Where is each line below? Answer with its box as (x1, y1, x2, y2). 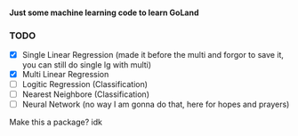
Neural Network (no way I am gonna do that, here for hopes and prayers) (21, 99, 290, 110)
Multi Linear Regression (21, 68, 109, 79)
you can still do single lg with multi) (21, 59, 152, 70)
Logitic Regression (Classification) (21, 79, 149, 90)
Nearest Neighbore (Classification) (21, 89, 149, 100)
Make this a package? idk (9, 116, 102, 128)
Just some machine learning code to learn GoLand (9, 7, 199, 18)
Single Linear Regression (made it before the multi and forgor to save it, (21, 49, 285, 60)
